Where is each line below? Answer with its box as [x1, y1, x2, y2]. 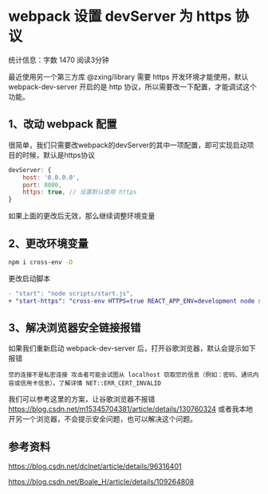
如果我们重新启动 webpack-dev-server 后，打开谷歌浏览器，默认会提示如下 [8, 343, 257, 353]
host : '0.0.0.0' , [22, 173, 81, 182]
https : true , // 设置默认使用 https [22, 188, 137, 196]
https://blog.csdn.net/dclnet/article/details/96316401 [8, 461, 182, 471]
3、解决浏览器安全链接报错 [8, 320, 141, 335]
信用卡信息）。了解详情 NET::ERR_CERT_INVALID [19, 379, 162, 387]
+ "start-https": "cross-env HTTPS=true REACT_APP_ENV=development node [8, 296, 255, 305]
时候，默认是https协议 [22, 150, 96, 159]
